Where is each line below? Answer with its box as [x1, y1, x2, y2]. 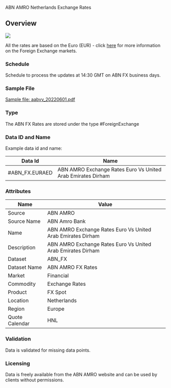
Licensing [5, 360, 31, 367]
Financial [47, 272, 69, 279]
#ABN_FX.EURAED [8, 169, 53, 176]
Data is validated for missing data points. [5, 347, 91, 353]
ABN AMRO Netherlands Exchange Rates [5, 5, 92, 10]
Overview [5, 19, 37, 28]
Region [8, 305, 25, 312]
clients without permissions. [5, 377, 65, 383]
